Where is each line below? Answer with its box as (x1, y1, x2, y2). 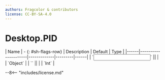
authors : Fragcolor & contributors (5, 7, 78, 12)
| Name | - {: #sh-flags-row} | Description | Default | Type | (5, 49, 125, 55)
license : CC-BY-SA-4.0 (5, 12, 52, 17)
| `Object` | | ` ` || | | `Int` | (5, 60, 55, 66)
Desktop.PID (5, 33, 58, 44)
